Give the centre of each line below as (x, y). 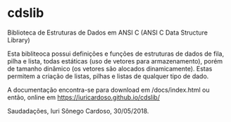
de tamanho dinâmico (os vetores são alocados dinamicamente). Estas (110, 68)
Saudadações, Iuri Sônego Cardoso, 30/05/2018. (78, 111)
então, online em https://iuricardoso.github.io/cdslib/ (84, 97)
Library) (19, 39)
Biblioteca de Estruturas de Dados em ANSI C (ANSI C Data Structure (107, 32)
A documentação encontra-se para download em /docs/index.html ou (108, 90)
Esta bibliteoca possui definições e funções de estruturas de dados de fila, (116, 54)
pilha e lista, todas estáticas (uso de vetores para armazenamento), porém (115, 61)
